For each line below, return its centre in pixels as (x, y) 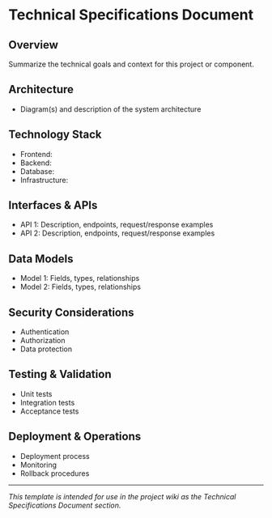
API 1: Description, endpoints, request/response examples (117, 225)
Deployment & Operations (75, 437)
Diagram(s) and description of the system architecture (110, 109)
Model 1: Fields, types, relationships (80, 278)
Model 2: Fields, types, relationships (81, 287)
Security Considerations (72, 312)
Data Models (41, 259)
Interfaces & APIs (53, 205)
